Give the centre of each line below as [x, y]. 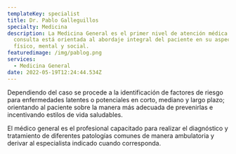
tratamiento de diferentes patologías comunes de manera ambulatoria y [111, 135]
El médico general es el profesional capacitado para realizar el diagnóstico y [118, 128]
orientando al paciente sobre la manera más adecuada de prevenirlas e [110, 107]
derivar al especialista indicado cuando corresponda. [84, 143]
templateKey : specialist [44, 14]
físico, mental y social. [52, 46]
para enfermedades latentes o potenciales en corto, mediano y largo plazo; [116, 99]
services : [22, 59]
